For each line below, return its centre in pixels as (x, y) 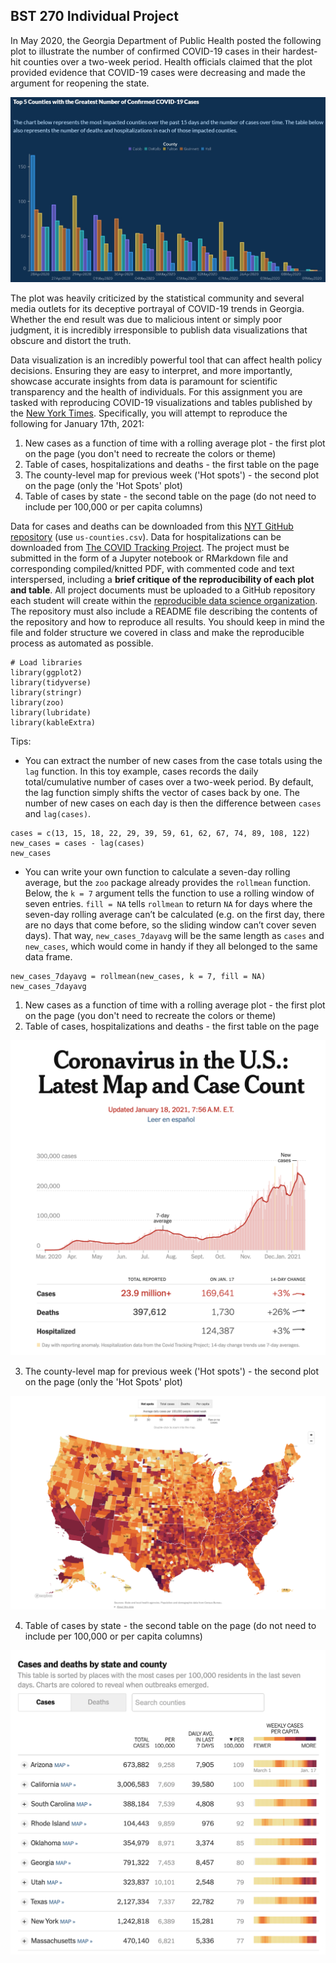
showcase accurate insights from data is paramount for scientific (144, 381)
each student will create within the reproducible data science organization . (164, 601)
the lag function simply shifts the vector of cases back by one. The (162, 793)
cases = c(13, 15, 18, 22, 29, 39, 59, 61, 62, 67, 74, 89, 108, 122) (160, 834)
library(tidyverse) (51, 683)
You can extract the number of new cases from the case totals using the (173, 761)
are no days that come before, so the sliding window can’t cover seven (170, 925)
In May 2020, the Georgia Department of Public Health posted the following (166, 40)
